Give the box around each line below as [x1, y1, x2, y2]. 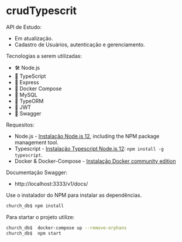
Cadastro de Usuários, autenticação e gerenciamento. [14, 41, 145, 48]
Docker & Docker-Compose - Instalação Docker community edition [14, 157, 176, 165]
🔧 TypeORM [14, 97, 44, 104]
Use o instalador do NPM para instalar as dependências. [6, 192, 142, 199]
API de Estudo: [6, 23, 42, 30]
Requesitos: [6, 121, 35, 128]
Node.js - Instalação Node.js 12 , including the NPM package [14, 132, 160, 139]
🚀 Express [14, 79, 39, 86]
